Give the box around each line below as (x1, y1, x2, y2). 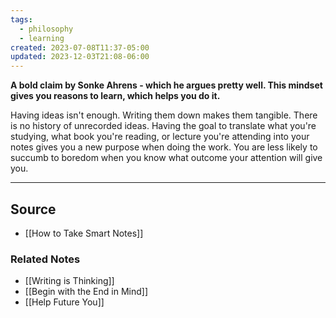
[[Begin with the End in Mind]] (24, 286, 149, 298)
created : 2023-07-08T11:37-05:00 (10, 42, 150, 53)
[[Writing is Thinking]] (24, 275, 115, 287)
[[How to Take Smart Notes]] (24, 227, 144, 239)
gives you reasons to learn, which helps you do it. (10, 90, 221, 102)
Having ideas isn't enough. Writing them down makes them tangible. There (10, 109, 318, 121)
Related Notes (10, 252, 81, 266)
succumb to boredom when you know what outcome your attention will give (10, 152, 323, 164)
